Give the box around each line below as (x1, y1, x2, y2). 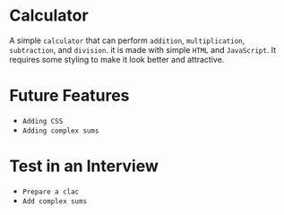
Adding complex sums (22, 126, 99, 135)
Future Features (9, 86, 130, 106)
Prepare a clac (22, 187, 80, 196)
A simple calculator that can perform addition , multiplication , (9, 35, 245, 46)
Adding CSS (22, 116, 64, 125)
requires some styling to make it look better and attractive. (9, 54, 225, 64)
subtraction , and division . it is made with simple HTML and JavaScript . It (9, 44, 277, 55)
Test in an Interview (9, 156, 159, 176)
